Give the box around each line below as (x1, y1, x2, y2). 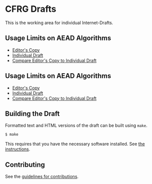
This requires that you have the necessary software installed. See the (5, 141, 145, 147)
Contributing (5, 160, 45, 169)
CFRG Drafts (5, 3, 56, 15)
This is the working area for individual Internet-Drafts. (5, 20, 114, 26)
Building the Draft (5, 109, 60, 118)
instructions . (5, 146, 30, 152)
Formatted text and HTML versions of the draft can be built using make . (5, 123, 148, 128)
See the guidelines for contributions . (5, 174, 79, 180)
